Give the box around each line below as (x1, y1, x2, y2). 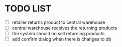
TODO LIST (5, 3, 52, 14)
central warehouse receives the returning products (12, 25, 117, 31)
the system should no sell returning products (12, 31, 105, 37)
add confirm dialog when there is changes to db (12, 36, 111, 42)
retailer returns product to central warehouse (12, 19, 105, 25)
